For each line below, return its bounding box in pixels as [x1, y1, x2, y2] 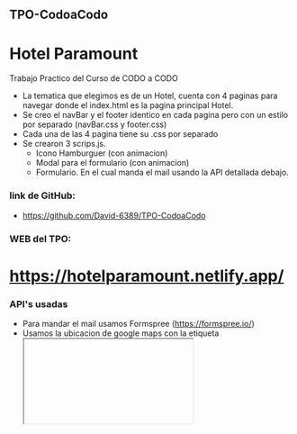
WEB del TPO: [9, 232, 72, 245]
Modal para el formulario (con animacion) [35, 158, 190, 168]
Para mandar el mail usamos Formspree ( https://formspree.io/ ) [22, 319, 255, 330]
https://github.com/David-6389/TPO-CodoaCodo [22, 210, 206, 221]
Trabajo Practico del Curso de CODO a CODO [9, 73, 178, 84]
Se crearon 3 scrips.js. [22, 139, 106, 149]
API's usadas [9, 297, 68, 310]
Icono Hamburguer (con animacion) [35, 148, 168, 158]
